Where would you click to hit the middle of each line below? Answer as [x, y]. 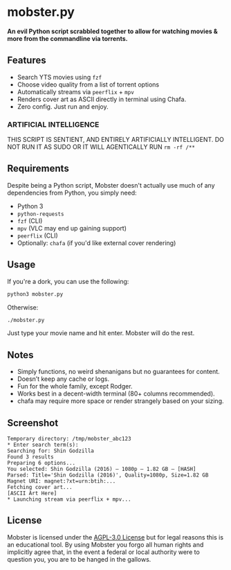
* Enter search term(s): [43, 445]
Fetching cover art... [40, 488]
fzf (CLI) [30, 221]
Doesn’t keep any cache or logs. [63, 379]
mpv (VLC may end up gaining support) [72, 228]
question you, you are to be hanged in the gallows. [79, 559]
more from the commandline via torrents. [67, 38]
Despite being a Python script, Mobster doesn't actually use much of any [111, 185]
